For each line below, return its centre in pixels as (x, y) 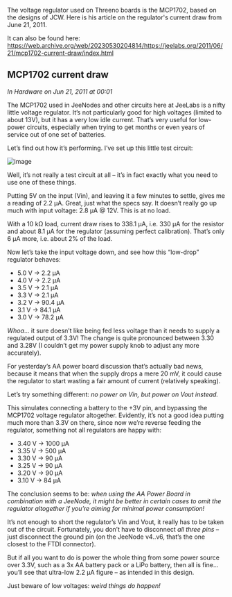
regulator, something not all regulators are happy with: (84, 430)
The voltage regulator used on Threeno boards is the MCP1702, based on (112, 10)
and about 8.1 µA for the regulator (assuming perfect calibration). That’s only (116, 231)
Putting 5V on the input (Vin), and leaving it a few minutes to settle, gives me (116, 195)
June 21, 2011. (27, 25)
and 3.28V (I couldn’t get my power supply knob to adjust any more (103, 345)
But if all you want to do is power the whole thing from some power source (114, 557)
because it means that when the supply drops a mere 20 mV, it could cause (115, 373)
